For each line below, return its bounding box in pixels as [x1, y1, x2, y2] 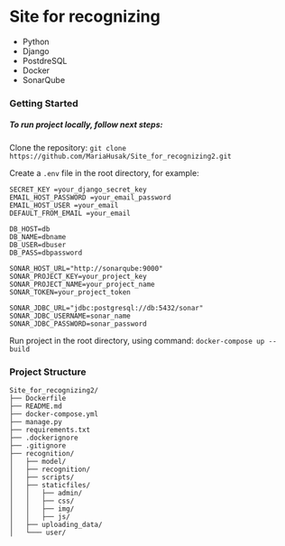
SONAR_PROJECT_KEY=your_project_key [9, 272, 147, 281]
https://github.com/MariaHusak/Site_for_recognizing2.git [9, 152, 232, 161]
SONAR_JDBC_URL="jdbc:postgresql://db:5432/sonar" [9, 303, 204, 312]
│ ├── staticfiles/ [9, 481, 91, 490]
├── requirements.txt [9, 426, 91, 435]
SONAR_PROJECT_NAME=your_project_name [9, 280, 155, 289]
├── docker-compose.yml [9, 410, 99, 419]
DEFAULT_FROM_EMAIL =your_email [9, 208, 131, 217]
